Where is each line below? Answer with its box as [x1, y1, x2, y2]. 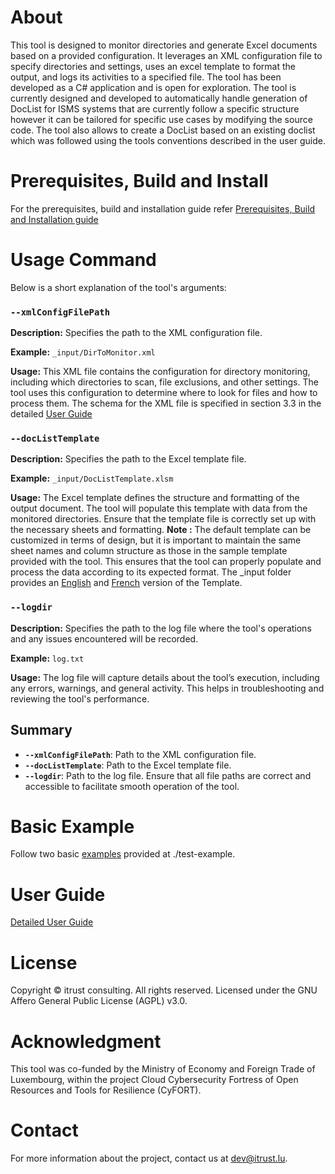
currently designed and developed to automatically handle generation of [10, 92, 308, 104]
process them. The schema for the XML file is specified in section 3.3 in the [10, 397, 322, 410]
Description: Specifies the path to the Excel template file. [10, 453, 247, 465]
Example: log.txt [10, 652, 85, 664]
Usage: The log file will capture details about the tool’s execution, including [10, 671, 320, 683]
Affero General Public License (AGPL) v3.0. [10, 995, 188, 1007]
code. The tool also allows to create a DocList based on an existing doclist [10, 124, 316, 136]
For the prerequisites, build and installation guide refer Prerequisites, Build [10, 202, 316, 215]
